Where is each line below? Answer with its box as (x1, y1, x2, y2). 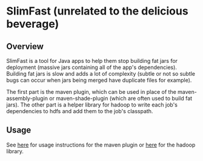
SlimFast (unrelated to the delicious (6, 4, 189, 18)
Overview (6, 41, 44, 51)
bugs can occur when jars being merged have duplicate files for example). (6, 77, 192, 84)
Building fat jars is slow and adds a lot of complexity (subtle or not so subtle (6, 70, 196, 77)
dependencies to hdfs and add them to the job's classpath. (6, 108, 153, 114)
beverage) (6, 17, 59, 31)
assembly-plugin (6, 95, 48, 102)
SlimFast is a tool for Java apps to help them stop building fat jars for (6, 57, 178, 64)
